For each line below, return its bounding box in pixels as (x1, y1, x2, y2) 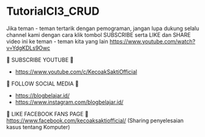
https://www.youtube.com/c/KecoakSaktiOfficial (15, 68, 138, 75)
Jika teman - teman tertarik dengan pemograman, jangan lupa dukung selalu (6, 25, 199, 32)
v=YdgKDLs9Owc (6, 44, 51, 52)
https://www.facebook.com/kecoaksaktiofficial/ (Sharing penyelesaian (6, 117, 184, 124)
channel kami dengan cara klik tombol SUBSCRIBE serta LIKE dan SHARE (6, 31, 191, 38)
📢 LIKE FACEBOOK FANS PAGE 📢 (6, 110, 89, 117)
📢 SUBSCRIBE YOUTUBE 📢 (6, 56, 74, 63)
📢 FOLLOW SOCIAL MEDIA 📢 (6, 80, 79, 87)
